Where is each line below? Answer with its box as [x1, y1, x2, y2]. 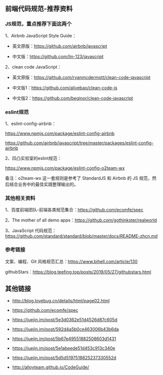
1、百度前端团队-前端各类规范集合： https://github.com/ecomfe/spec [5, 207, 144, 213]
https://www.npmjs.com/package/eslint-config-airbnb [5, 130, 115, 136]
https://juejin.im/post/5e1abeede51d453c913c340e [12, 345, 115, 351]
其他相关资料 [5, 195, 36, 201]
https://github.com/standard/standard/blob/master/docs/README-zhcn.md [5, 233, 158, 239]
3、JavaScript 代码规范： [5, 227, 56, 234]
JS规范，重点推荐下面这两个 [5, 21, 72, 27]
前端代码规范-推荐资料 [5, 4, 73, 13]
